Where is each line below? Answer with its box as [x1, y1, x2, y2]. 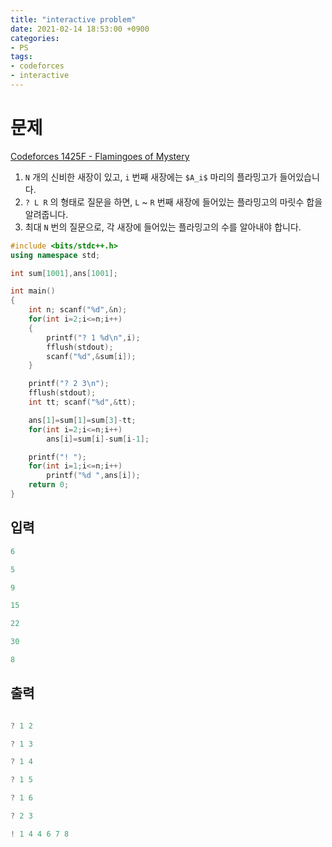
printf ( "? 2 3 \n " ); [28, 379, 110, 389]
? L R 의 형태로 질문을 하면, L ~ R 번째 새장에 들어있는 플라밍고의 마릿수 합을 [24, 196, 323, 208]
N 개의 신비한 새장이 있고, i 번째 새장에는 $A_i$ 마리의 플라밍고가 [24, 171, 278, 183]
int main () [10, 286, 56, 296]
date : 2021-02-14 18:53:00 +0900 [10, 24, 150, 34]
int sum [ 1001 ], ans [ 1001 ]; [10, 268, 118, 278]
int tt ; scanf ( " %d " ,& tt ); [28, 397, 137, 408]
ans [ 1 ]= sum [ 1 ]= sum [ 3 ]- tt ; [28, 415, 137, 425]
